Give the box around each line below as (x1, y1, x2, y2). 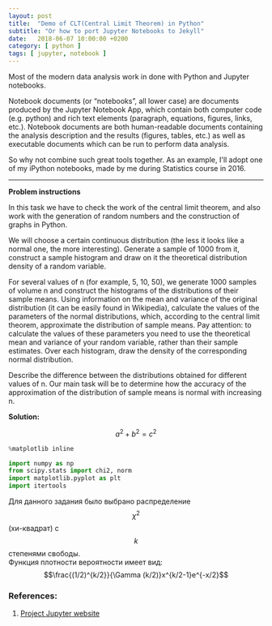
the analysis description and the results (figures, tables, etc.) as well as (8, 131, 245, 140)
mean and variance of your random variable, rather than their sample (8, 337, 239, 347)
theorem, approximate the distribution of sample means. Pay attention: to (8, 320, 253, 329)
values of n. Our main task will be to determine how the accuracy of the (8, 379, 247, 388)
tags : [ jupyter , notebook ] (8, 49, 107, 58)
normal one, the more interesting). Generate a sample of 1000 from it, (8, 244, 240, 254)
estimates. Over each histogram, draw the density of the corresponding (8, 346, 248, 355)
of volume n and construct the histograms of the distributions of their (8, 285, 239, 295)
